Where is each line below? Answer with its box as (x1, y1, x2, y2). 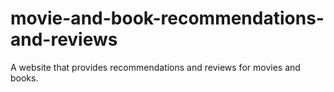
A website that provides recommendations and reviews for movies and (10, 61, 301, 73)
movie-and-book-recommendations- (10, 7, 325, 30)
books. (10, 72, 39, 84)
